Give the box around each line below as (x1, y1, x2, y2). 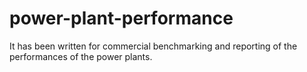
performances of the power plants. (9, 50, 153, 62)
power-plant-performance (9, 7, 234, 30)
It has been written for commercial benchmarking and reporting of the (9, 40, 298, 52)
